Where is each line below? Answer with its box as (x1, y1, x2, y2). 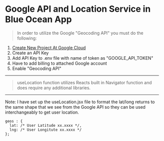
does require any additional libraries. (17, 85, 91, 91)
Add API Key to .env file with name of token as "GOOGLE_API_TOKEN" (12, 55, 154, 61)
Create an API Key (12, 50, 49, 56)
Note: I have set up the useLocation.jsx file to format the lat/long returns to (5, 99, 155, 105)
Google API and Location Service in (5, 3, 151, 15)
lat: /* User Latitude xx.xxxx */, (9, 123, 82, 128)
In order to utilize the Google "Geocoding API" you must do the (17, 30, 143, 36)
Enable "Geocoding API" (12, 65, 61, 71)
